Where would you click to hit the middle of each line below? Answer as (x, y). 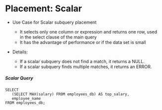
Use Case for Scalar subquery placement (54, 22)
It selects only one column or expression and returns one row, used (88, 32)
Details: (20, 52)
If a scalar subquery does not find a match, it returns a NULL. (82, 61)
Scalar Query (19, 78)
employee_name (26, 98)
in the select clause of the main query (58, 37)
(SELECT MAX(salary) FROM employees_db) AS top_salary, (71, 94)
